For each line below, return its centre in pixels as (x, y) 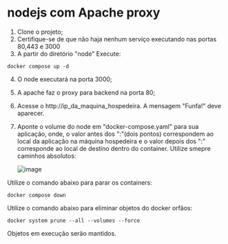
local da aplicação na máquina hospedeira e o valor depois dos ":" (111, 141)
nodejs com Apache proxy (84, 13)
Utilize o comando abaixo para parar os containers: (80, 182)
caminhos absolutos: (46, 156)
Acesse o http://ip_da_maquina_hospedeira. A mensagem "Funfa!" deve (119, 105)
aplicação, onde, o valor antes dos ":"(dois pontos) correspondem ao (115, 134)
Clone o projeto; (40, 32)
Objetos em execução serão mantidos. (62, 233)
